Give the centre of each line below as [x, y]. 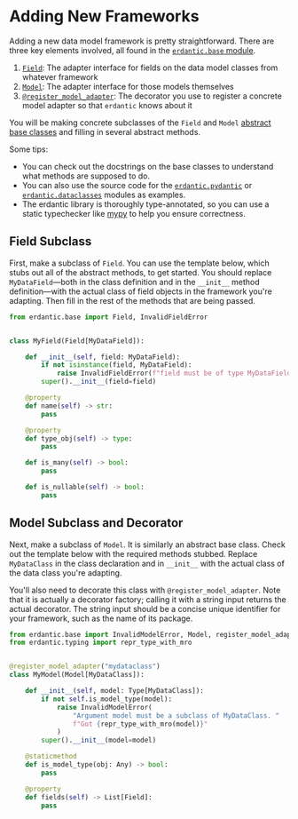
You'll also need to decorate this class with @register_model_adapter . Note [145, 590]
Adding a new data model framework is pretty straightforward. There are [142, 41]
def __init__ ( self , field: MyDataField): [102, 357]
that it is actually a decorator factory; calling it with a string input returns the [148, 599]
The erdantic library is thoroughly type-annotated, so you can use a [145, 204]
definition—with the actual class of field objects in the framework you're [141, 291]
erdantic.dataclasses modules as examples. [104, 195]
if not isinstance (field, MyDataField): [117, 365]
